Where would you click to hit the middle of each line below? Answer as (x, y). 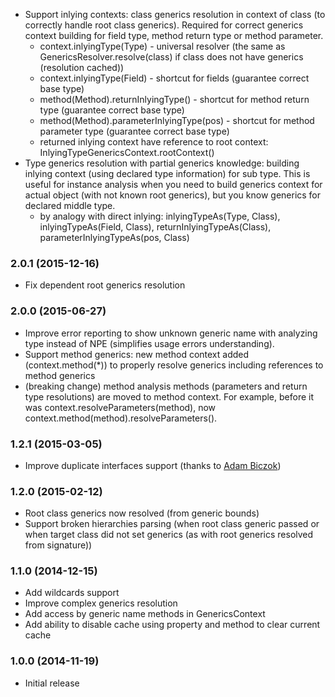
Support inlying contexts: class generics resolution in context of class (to (175, 14)
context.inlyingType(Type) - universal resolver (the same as (162, 46)
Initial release (52, 683)
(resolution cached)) (82, 67)
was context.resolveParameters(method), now (120, 407)
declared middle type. (70, 205)
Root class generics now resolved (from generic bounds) (142, 513)
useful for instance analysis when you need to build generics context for (173, 184)
